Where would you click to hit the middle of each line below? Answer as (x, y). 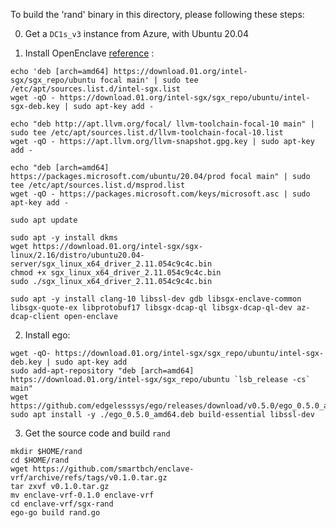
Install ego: (47, 335)
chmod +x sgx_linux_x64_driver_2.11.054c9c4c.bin (116, 273)
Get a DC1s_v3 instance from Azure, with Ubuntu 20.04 (136, 33)
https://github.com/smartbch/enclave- (113, 469)
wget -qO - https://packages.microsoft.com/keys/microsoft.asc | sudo (160, 194)
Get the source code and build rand (97, 433)
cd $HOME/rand (40, 460)
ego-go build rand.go (55, 513)
